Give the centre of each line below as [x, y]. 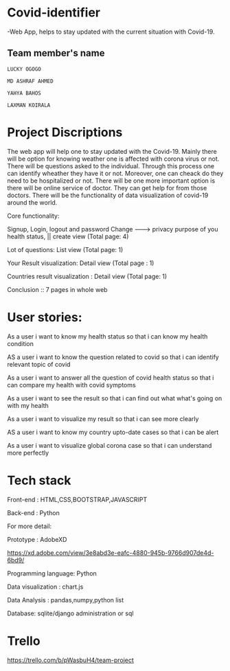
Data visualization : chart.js [45, 587]
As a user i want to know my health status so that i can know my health [107, 336]
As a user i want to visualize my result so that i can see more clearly [103, 419]
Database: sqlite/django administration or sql [70, 613]
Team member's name [56, 53]
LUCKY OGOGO [24, 69]
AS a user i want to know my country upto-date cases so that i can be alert [113, 432]
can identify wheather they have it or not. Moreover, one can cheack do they [115, 173]
